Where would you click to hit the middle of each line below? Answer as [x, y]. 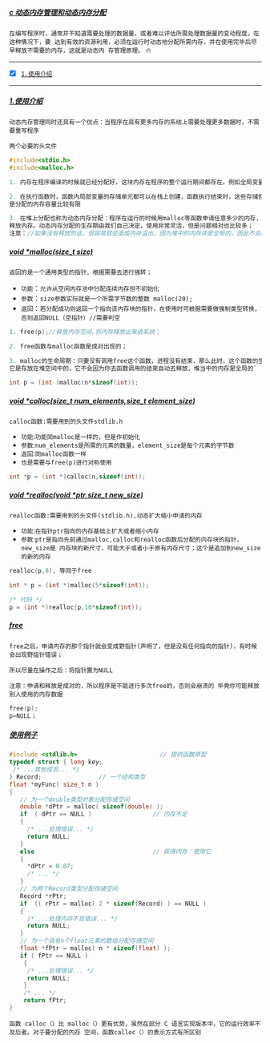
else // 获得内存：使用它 [115, 852]
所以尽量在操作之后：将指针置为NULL [61, 670]
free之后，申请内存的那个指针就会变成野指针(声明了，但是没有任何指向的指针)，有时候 [133, 646]
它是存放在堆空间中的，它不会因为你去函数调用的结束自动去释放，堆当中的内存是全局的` [133, 368]
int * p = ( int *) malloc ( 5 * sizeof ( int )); [79, 586]
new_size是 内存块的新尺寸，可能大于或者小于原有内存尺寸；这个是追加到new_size [141, 549]
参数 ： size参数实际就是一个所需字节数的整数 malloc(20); [107, 298]
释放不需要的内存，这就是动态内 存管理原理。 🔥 [83, 50]
